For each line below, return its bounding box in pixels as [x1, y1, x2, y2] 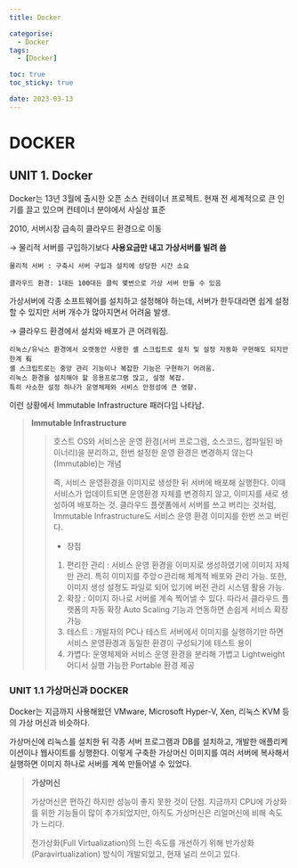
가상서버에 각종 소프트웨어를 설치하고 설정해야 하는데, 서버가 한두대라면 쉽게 [9, 295, 273, 306]
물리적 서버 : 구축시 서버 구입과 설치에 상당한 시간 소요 [9, 261, 189, 270]
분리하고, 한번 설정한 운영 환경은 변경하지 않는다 [87, 446, 254, 457]
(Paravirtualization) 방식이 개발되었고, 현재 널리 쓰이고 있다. [30, 848, 240, 860]
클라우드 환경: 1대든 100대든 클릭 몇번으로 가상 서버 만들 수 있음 [9, 278, 221, 288]
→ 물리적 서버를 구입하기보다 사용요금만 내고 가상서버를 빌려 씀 [9, 242, 227, 252]
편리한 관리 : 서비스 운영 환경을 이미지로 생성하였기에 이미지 [66, 559, 273, 570]
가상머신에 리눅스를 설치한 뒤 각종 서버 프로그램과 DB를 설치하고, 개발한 [9, 736, 258, 747]
